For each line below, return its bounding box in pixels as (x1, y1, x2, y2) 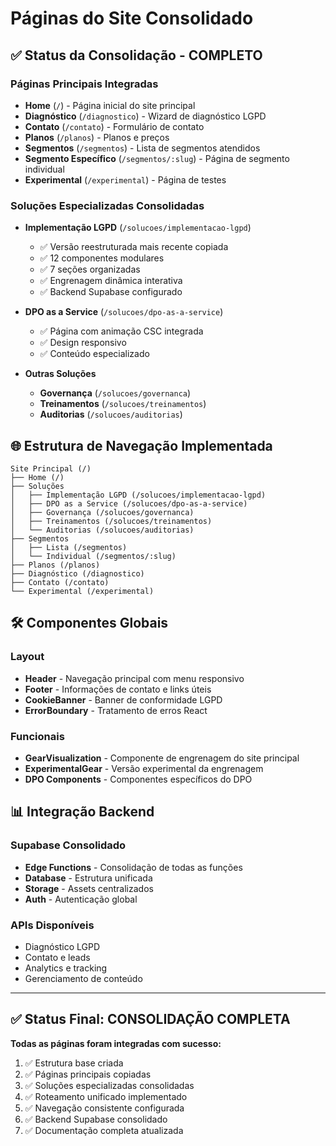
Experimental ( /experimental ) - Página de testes (24, 173, 227, 186)
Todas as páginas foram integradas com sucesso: (10, 1037, 222, 1049)
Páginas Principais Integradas (10, 77, 159, 91)
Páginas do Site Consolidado (10, 7, 254, 30)
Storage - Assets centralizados (24, 882, 154, 894)
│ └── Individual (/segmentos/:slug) (10, 551, 177, 561)
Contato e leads (24, 951, 91, 963)
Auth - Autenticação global (24, 893, 138, 905)
